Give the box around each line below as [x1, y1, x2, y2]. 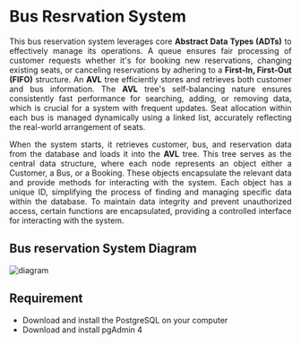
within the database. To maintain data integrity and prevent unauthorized [9, 195, 292, 207]
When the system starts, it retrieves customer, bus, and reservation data [9, 139, 292, 150]
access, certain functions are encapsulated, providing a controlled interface [9, 205, 292, 216]
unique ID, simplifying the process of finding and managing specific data [9, 186, 292, 197]
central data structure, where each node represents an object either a [9, 158, 292, 168]
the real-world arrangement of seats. [9, 121, 146, 132]
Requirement [9, 291, 83, 306]
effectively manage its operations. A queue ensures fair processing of [9, 45, 292, 56]
